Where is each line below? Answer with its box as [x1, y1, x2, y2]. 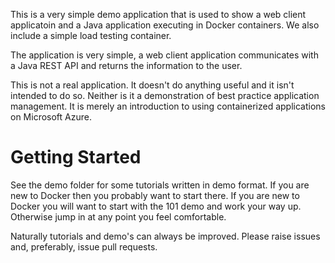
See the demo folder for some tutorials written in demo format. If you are [10, 179, 310, 191]
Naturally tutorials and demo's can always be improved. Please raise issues [10, 230, 321, 242]
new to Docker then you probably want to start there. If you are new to [10, 189, 300, 201]
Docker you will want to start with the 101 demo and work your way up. [10, 200, 302, 212]
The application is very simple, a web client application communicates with [10, 49, 319, 61]
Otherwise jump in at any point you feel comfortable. [10, 210, 227, 223]
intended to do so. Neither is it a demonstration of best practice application [10, 90, 320, 101]
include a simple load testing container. [10, 30, 172, 41]
